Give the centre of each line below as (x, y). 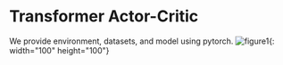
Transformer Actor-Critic (104, 16)
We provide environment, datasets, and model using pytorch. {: (142, 41)
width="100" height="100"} (59, 50)
